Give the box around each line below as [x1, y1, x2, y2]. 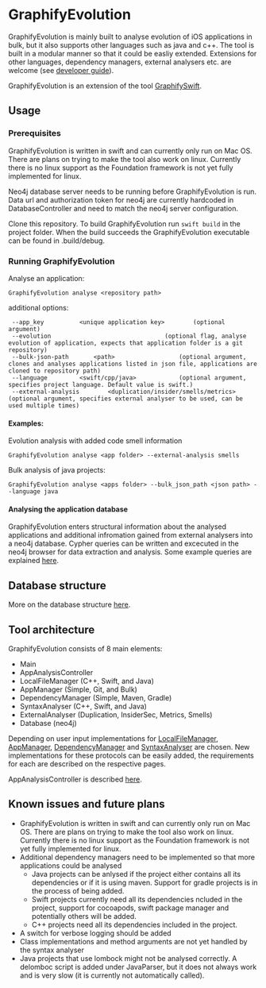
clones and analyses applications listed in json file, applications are [8, 360, 258, 368]
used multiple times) [8, 401, 80, 410]
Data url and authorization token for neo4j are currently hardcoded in [8, 195, 234, 204]
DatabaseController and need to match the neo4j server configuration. [8, 203, 239, 213]
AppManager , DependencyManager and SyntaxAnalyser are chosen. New [8, 742, 250, 751]
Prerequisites [8, 128, 61, 139]
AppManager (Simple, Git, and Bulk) [19, 685, 137, 694]
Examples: [8, 419, 44, 428]
